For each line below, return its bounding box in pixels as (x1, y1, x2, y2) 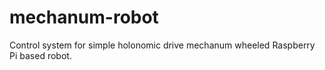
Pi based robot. (9, 49, 72, 61)
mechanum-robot (9, 6, 159, 29)
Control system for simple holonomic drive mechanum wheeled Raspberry (9, 39, 316, 51)
